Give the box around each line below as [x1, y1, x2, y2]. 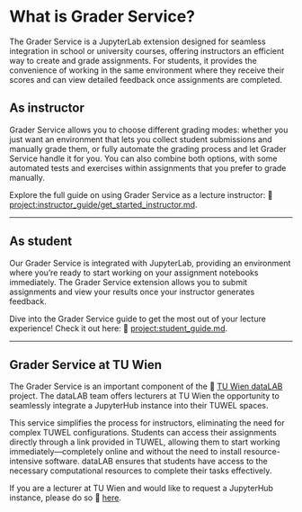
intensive [9, 456, 43, 467]
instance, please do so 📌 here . [9, 492, 122, 503]
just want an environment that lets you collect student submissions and [9, 133, 272, 145]
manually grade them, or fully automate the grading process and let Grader [9, 143, 287, 154]
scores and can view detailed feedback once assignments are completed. [9, 74, 283, 85]
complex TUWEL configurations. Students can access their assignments [9, 427, 277, 438]
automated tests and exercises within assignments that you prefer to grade [9, 162, 287, 173]
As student [9, 234, 73, 249]
